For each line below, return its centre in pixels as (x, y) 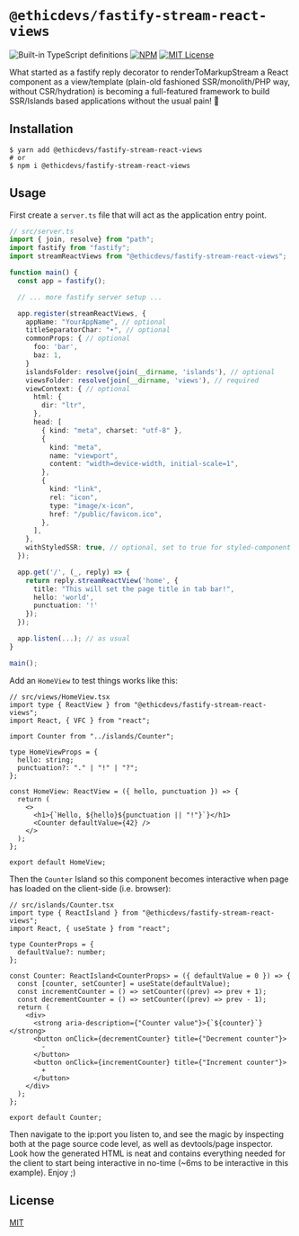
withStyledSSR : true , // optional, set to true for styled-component (158, 548)
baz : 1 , (48, 355)
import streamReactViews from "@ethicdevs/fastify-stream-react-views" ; (148, 256)
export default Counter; (56, 1117)
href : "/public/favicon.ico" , (106, 514)
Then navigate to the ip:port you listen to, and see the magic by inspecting (147, 1134)
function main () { (44, 273)
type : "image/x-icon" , (92, 506)
